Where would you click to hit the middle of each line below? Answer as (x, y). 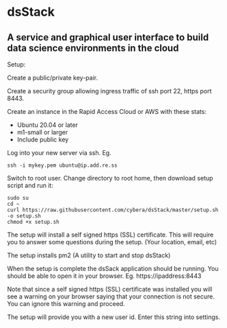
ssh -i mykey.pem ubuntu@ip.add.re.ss (62, 165)
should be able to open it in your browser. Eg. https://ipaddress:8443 (104, 276)
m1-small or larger (42, 132)
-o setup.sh (24, 216)
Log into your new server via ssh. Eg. (59, 153)
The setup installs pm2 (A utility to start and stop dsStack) (89, 255)
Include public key (43, 139)
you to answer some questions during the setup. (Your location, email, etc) (112, 242)
